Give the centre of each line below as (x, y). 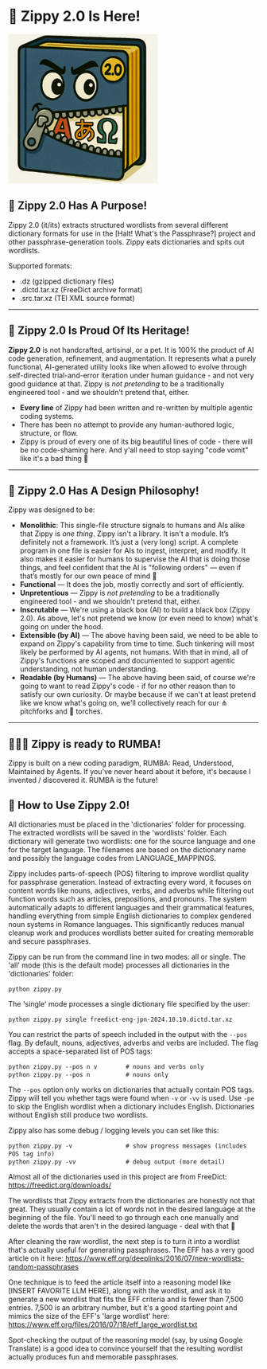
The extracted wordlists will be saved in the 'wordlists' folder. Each (118, 833)
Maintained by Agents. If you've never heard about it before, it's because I (130, 772)
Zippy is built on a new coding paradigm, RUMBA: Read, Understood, (121, 763)
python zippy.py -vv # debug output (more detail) (117, 1162)
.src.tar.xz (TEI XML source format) (77, 298)
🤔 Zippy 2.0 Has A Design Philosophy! (104, 490)
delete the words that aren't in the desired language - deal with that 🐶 (122, 1226)
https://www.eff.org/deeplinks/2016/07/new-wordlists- (155, 1258)
